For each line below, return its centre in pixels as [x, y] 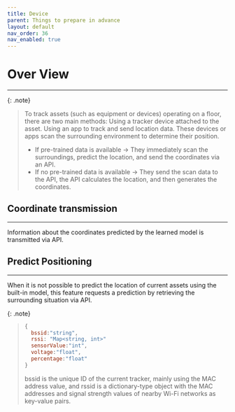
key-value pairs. [48, 401]
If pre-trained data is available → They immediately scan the [121, 150]
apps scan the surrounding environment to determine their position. [122, 136]
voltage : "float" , [56, 353]
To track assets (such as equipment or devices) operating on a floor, [123, 114]
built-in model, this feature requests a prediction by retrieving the [101, 292]
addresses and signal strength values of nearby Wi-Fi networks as [120, 393]
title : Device [28, 14]
